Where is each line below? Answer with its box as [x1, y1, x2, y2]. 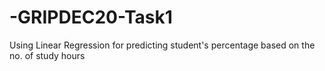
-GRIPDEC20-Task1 [9, 6, 173, 29]
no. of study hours [9, 49, 86, 61]
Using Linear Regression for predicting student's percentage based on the [9, 39, 316, 51]
